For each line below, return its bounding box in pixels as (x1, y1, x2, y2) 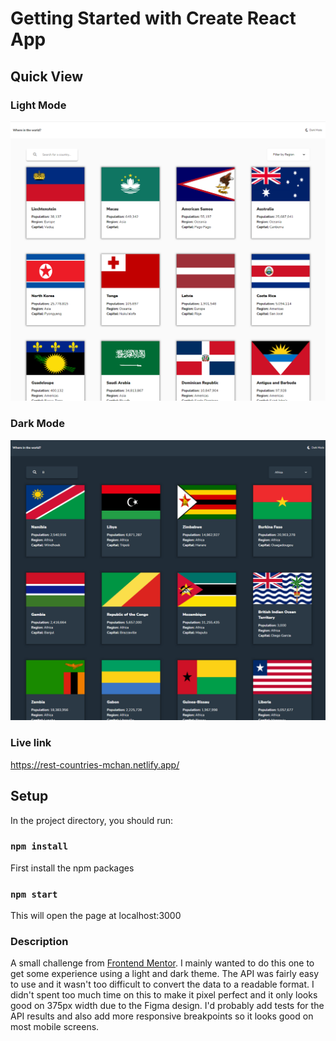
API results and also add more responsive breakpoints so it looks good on (10, 1010, 314, 1022)
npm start (10, 888, 58, 900)
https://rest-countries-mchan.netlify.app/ (10, 758, 180, 771)
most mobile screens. (10, 1021, 100, 1033)
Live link (10, 736, 52, 750)
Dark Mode (10, 417, 65, 431)
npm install (10, 841, 69, 852)
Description (10, 935, 69, 949)
